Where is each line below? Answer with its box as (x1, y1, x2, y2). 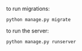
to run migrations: (6, 5, 50, 12)
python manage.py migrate (6, 17, 71, 23)
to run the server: (6, 27, 49, 34)
